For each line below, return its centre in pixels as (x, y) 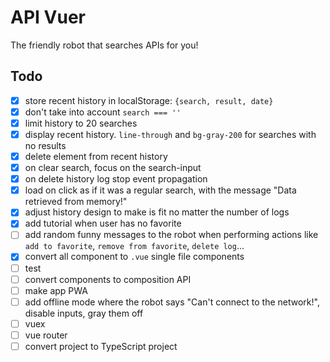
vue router (46, 335)
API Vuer (48, 17)
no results (45, 145)
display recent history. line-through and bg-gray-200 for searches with (170, 134)
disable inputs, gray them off (84, 313)
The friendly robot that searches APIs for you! (104, 45)
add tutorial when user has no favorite (103, 223)
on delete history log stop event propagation (116, 179)
